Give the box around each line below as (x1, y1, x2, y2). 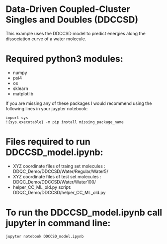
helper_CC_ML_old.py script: (12, 184, 72, 190)
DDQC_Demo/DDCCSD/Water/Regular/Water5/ (12, 168, 108, 174)
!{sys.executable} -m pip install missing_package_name (5, 119, 124, 125)
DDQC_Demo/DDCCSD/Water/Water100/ (12, 179, 96, 185)
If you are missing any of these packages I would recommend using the (5, 100, 152, 106)
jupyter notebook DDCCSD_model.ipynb (5, 234, 84, 239)
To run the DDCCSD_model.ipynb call (5, 207, 163, 218)
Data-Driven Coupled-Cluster (5, 3, 131, 15)
